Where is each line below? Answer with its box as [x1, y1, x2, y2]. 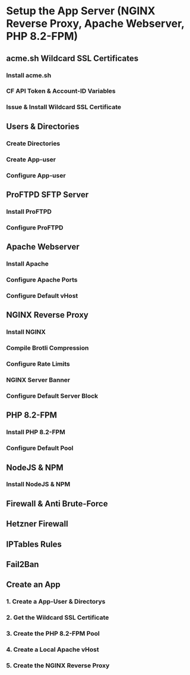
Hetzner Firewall [6, 519, 68, 529]
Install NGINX [6, 328, 46, 336]
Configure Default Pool [6, 444, 74, 452]
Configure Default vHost [6, 291, 78, 300]
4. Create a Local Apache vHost [6, 645, 99, 654]
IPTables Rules [6, 539, 62, 549]
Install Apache [6, 260, 49, 268]
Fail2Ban [6, 559, 39, 570]
